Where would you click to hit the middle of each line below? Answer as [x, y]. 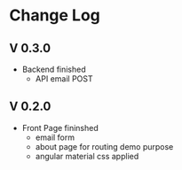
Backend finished [54, 69]
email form [55, 137]
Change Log [55, 15]
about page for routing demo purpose [104, 146]
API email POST [64, 79]
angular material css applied [87, 156]
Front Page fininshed [60, 127]
